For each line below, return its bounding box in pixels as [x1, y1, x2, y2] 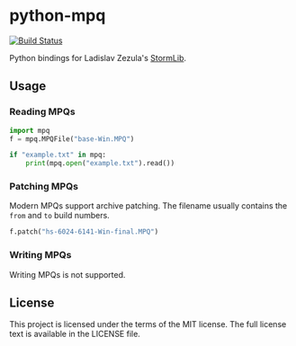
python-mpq [9, 5, 106, 26]
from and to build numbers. [9, 210, 110, 221]
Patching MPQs [9, 181, 79, 193]
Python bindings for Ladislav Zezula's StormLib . [9, 52, 187, 63]
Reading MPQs [9, 105, 76, 118]
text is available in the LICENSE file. [9, 329, 141, 340]
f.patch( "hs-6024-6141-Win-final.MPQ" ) [9, 227, 159, 236]
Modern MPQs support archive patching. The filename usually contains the [9, 200, 288, 211]
